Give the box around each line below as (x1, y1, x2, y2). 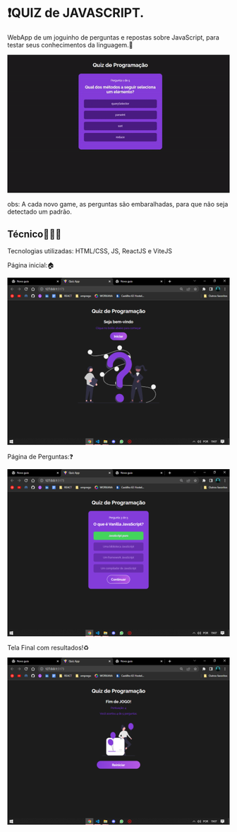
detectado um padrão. (7, 207, 72, 216)
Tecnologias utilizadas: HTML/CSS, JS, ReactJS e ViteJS (7, 247, 173, 255)
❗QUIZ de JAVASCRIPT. (7, 5, 145, 21)
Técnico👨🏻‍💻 (7, 228, 62, 240)
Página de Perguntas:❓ (7, 453, 73, 461)
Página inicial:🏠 (7, 261, 55, 270)
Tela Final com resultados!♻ (7, 644, 90, 652)
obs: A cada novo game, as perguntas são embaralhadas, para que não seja (7, 200, 229, 209)
